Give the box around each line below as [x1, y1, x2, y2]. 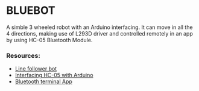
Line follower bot [14, 65, 57, 72]
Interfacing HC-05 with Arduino [14, 72, 93, 79]
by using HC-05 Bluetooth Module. [6, 36, 93, 43]
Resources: [6, 51, 40, 60]
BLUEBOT [6, 4, 55, 17]
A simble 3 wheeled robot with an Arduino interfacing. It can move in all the [6, 24, 193, 31]
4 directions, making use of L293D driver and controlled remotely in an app [6, 30, 193, 37]
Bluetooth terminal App [14, 78, 72, 85]
